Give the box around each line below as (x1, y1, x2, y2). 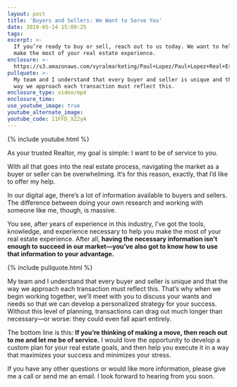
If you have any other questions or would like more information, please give (7, 364, 226, 373)
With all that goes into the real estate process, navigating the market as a (7, 162, 219, 170)
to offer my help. (7, 177, 56, 186)
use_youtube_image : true (7, 102, 80, 109)
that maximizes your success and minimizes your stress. (7, 350, 171, 359)
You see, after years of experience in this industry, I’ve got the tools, (7, 220, 206, 228)
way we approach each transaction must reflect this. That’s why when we (7, 284, 221, 293)
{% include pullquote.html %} (7, 263, 93, 272)
